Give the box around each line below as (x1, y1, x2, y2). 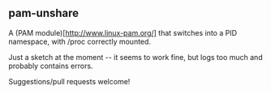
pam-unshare (8, 6, 80, 20)
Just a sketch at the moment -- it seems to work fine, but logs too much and (8, 52, 263, 62)
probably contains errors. (8, 61, 93, 70)
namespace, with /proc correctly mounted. (8, 36, 152, 46)
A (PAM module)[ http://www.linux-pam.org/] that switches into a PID (8, 28, 238, 37)
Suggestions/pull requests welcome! (8, 76, 131, 86)
